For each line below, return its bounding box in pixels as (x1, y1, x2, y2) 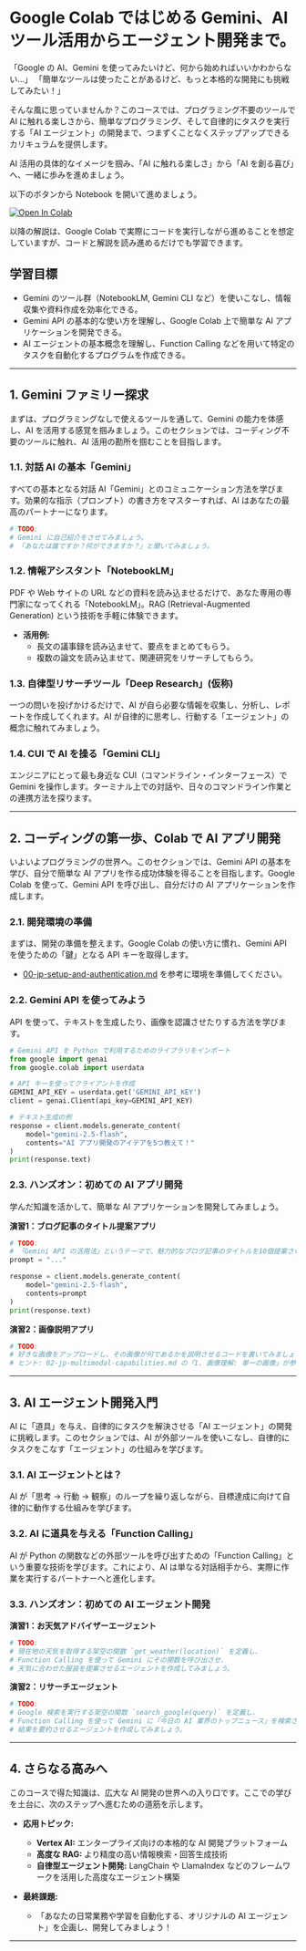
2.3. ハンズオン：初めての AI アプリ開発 (9, 1178, 184, 1191)
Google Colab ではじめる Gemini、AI (9, 7, 289, 28)
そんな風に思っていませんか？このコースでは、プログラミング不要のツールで (9, 104, 296, 115)
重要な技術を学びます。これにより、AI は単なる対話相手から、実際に (25, 1561, 282, 1572)
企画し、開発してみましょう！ (60, 1921, 173, 1933)
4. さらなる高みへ (9, 1761, 107, 1777)
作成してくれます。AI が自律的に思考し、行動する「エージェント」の (33, 711, 290, 722)
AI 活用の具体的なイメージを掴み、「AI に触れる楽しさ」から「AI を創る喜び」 (9, 158, 294, 169)
